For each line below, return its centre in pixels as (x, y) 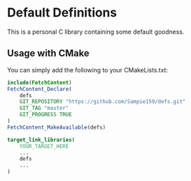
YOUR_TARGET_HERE (44, 146)
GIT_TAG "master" (44, 108)
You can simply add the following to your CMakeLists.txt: (88, 70)
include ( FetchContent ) (40, 83)
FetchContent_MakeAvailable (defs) (57, 127)
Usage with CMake (48, 53)
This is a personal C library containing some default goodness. (96, 32)
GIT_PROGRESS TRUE (46, 115)
